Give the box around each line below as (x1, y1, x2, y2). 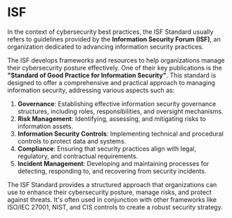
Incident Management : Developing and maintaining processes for (17, 159, 210, 167)
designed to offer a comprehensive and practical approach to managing (7, 78, 216, 86)
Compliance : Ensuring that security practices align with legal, (17, 144, 197, 153)
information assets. (17, 122, 74, 130)
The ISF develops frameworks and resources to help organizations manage (7, 56, 225, 64)
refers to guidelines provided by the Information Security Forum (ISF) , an (7, 34, 221, 43)
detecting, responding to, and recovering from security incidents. (17, 167, 207, 175)
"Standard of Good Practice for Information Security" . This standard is (7, 71, 217, 79)
